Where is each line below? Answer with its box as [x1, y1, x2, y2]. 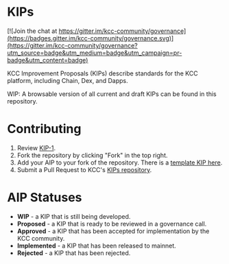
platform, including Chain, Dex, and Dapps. [7, 76, 128, 84]
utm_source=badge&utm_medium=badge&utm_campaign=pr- [7, 49, 182, 57]
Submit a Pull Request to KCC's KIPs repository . [16, 165, 152, 173]
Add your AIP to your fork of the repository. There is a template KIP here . [16, 158, 223, 167]
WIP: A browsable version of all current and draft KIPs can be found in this [7, 90, 217, 98]
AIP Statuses [7, 190, 82, 206]
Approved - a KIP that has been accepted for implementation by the [16, 227, 210, 235]
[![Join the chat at [7, 27, 58, 35]
